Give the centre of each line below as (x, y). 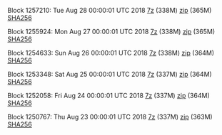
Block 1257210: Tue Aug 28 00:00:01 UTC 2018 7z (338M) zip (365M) (110, 10)
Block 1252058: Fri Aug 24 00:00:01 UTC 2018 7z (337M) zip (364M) (109, 96)
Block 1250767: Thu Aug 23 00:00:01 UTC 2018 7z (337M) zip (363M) (110, 117)
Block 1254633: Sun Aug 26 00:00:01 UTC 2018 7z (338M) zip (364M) (111, 53)
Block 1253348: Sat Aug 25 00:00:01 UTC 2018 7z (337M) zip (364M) (110, 74)
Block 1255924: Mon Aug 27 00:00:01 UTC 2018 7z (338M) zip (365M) (111, 32)
